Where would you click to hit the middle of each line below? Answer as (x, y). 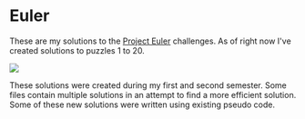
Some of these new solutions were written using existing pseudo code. (142, 104)
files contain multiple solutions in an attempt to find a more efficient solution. (153, 94)
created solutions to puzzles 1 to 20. (77, 50)
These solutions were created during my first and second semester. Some (148, 85)
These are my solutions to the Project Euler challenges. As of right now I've (150, 41)
